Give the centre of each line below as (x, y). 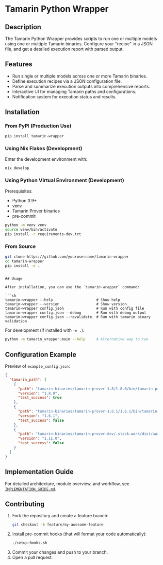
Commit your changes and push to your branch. (60, 552)
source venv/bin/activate (31, 229)
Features (19, 64)
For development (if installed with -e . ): (45, 330)
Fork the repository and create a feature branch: (60, 516)
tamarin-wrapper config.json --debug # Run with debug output (76, 313)
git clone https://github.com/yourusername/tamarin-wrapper (67, 257)
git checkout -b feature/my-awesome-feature (58, 525)
